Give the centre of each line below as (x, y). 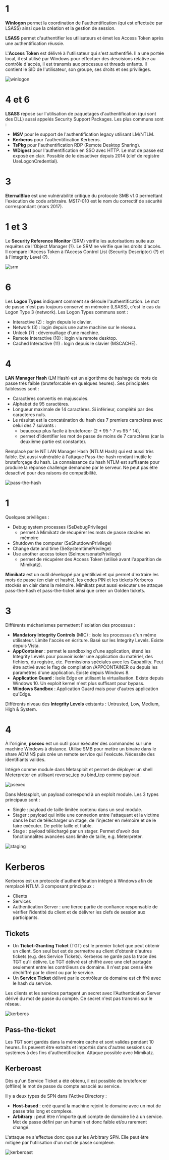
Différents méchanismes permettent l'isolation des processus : (70, 625)
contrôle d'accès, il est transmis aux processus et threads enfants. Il (76, 64)
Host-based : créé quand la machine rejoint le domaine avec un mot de (87, 1106)
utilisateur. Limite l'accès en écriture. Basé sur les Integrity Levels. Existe (88, 640)
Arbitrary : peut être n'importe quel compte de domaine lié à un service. (88, 1116)
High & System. (21, 709)
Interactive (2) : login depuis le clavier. (52, 322)
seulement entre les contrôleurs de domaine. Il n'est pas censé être (82, 967)
